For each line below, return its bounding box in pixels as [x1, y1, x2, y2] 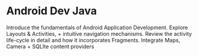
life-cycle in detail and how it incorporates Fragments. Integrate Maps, [6, 36, 181, 43]
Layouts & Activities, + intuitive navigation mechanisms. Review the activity [6, 30, 193, 37]
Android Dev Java [6, 4, 97, 18]
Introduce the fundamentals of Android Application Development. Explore [6, 24, 188, 31]
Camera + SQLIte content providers [6, 43, 94, 50]
